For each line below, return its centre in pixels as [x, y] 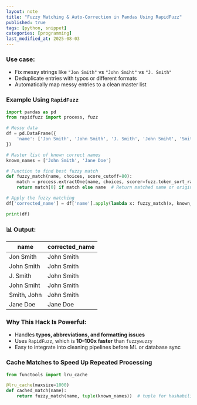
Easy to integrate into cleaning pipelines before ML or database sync [97, 347]
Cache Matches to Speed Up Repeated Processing [79, 363]
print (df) [18, 214]
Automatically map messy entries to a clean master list [80, 85]
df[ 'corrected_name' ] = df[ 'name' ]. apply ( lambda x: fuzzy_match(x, [90, 203]
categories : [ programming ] [39, 33]
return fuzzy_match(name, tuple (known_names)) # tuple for [91, 396]
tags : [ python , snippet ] [36, 28]
